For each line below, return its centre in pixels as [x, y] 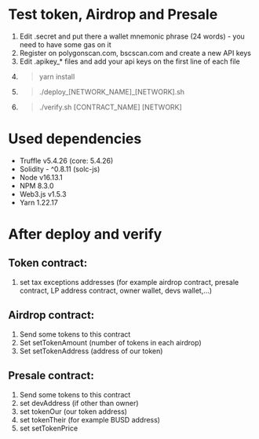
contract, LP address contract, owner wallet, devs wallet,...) [116, 290]
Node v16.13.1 [41, 177]
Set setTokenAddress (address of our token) [91, 351]
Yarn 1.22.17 [39, 202]
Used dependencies [75, 139]
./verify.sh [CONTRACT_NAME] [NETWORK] [110, 107]
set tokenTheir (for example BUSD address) [90, 419]
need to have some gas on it [65, 44]
